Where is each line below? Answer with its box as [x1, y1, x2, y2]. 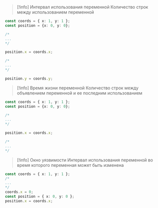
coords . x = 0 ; [5, 190, 34, 194]
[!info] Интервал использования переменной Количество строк [16, 4, 148, 10]
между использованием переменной [16, 9, 94, 15]
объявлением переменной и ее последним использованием [16, 90, 143, 96]
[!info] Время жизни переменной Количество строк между [16, 85, 139, 91]
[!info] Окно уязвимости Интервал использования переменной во [16, 157, 153, 163]
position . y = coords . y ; [5, 76, 53, 81]
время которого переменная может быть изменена [16, 162, 124, 168]
